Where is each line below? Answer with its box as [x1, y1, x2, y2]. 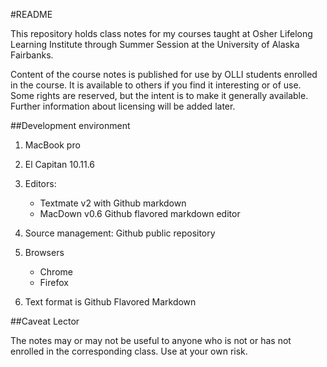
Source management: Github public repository [24, 227, 216, 239]
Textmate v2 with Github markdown [39, 197, 187, 209]
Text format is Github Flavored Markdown [24, 296, 197, 308]
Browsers [24, 247, 65, 258]
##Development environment [10, 120, 131, 131]
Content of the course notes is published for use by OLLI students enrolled [10, 69, 318, 80]
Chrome [39, 266, 73, 278]
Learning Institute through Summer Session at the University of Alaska [10, 39, 300, 50]
